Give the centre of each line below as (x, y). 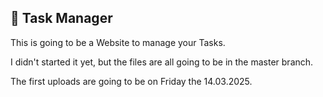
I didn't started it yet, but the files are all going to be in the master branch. (162, 62)
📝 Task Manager (61, 18)
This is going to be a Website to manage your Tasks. (118, 42)
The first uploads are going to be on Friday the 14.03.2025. (131, 81)
